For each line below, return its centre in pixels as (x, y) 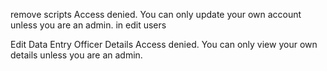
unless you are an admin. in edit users (88, 25)
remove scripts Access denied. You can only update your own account (156, 14)
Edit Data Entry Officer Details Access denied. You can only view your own (164, 44)
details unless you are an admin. (76, 55)
